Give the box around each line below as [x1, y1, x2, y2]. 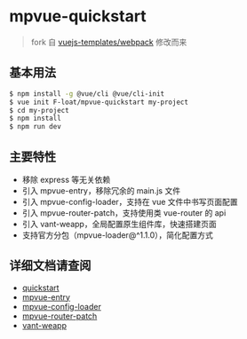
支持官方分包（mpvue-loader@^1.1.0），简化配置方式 [21, 229, 213, 240]
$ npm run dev [9, 122, 62, 131]
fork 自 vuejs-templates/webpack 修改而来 [30, 36, 187, 47]
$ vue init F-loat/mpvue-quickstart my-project [9, 98, 189, 106]
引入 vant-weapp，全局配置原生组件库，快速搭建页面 [21, 218, 217, 229]
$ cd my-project [9, 106, 69, 114]
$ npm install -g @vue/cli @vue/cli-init [9, 89, 165, 99]
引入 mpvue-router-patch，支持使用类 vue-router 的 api [21, 207, 227, 218]
